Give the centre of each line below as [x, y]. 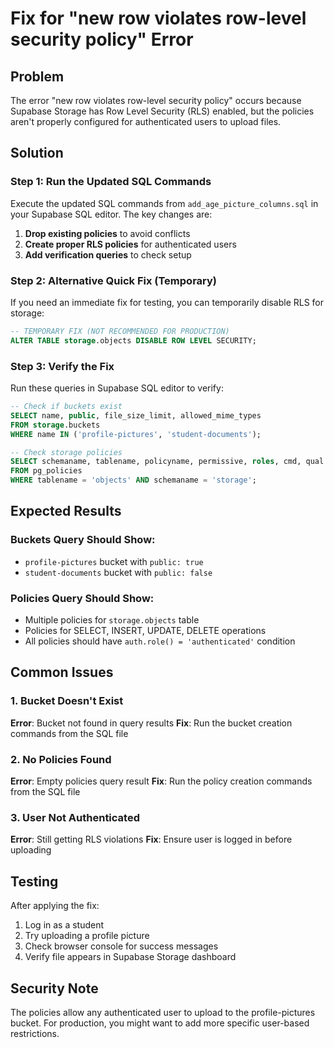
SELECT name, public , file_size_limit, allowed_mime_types [136, 415]
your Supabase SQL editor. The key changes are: [111, 214]
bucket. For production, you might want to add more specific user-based [160, 1023]
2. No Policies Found [61, 759]
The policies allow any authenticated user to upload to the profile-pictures [163, 1012]
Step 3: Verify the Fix [62, 366]
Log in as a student [64, 925]
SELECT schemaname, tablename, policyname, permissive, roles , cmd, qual [167, 462]
